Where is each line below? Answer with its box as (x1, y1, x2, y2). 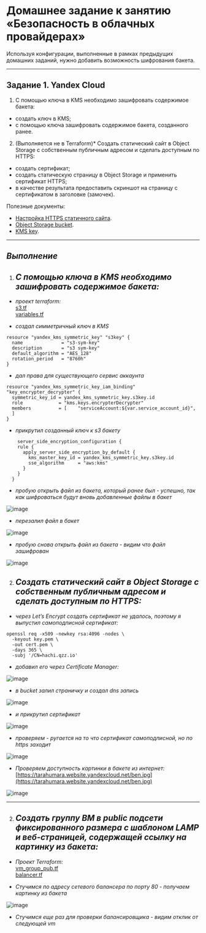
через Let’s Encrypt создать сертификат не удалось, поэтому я (15, 612, 181, 620)
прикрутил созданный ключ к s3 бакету (15, 427, 121, 434)
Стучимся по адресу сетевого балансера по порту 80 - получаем (15, 883, 190, 890)
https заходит (15, 741, 51, 748)
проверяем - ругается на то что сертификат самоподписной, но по (15, 734, 193, 742)
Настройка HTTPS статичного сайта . (15, 214, 112, 221)
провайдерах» (6, 30, 86, 44)
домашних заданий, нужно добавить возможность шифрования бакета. (6, 56, 195, 64)
